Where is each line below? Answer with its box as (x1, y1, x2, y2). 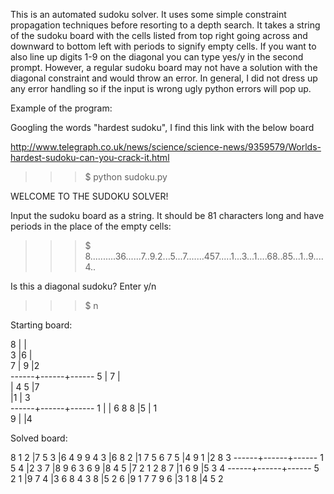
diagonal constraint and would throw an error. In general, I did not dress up (10, 72, 318, 84)
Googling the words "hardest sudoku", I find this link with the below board (10, 122, 315, 133)
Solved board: (10, 432, 68, 444)
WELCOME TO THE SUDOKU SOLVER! (10, 190, 169, 202)
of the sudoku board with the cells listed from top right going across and (10, 30, 308, 41)
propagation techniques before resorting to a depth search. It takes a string (10, 19, 321, 31)
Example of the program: (10, 102, 113, 114)
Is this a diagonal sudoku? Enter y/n (10, 280, 157, 292)
